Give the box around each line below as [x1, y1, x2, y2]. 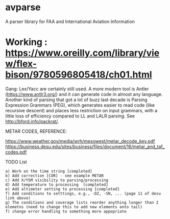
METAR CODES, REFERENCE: [5, 128, 67, 134]
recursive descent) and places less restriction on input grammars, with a [5, 107, 158, 113]
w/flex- [5, 58, 37, 70]
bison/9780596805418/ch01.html [5, 69, 152, 81]
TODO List [5, 159, 27, 165]
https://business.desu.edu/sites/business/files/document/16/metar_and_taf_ [5, 143, 165, 150]
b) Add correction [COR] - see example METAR [5, 173, 104, 178]
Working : [5, 36, 47, 48]
